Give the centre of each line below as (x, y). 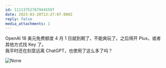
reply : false (19, 19)
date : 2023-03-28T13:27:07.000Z (39, 14)
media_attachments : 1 (28, 24)
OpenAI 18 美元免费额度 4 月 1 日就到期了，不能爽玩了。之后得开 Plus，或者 (83, 38)
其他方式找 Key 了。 (26, 45)
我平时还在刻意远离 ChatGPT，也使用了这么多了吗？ (59, 51)
